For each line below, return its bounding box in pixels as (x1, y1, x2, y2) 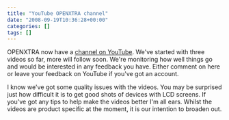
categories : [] (7, 23, 51, 29)
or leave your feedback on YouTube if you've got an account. (7, 70, 179, 78)
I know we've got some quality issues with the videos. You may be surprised (7, 83, 222, 91)
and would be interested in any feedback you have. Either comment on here (7, 62, 221, 71)
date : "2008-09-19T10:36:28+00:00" (7, 16, 109, 23)
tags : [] (7, 29, 32, 36)
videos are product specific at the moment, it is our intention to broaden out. (7, 105, 222, 113)
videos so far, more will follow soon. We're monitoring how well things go (7, 56, 213, 64)
